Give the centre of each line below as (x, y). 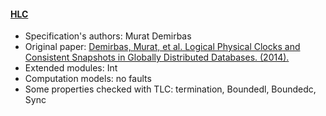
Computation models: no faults (88, 79)
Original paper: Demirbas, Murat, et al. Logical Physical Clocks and (162, 47)
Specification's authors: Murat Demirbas (108, 36)
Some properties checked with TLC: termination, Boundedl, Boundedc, (170, 89)
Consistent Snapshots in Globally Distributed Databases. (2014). (157, 57)
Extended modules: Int (71, 68)
